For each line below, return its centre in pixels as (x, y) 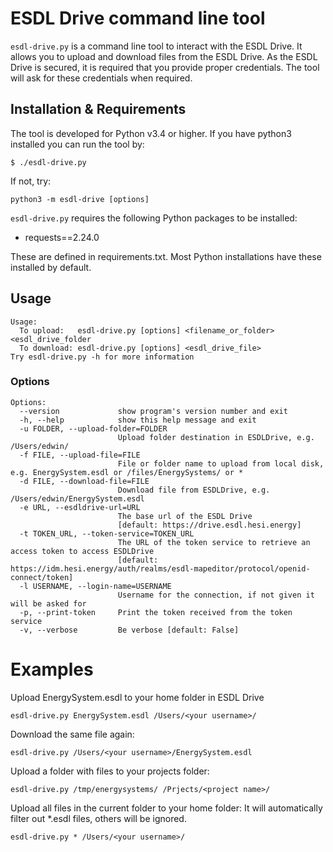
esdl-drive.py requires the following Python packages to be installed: (154, 218)
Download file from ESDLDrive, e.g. (194, 490)
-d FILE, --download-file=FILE (84, 481)
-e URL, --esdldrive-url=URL (80, 507)
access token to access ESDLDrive (82, 551)
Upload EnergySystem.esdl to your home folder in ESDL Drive (137, 697)
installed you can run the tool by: (77, 144)
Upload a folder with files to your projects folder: (110, 771)
